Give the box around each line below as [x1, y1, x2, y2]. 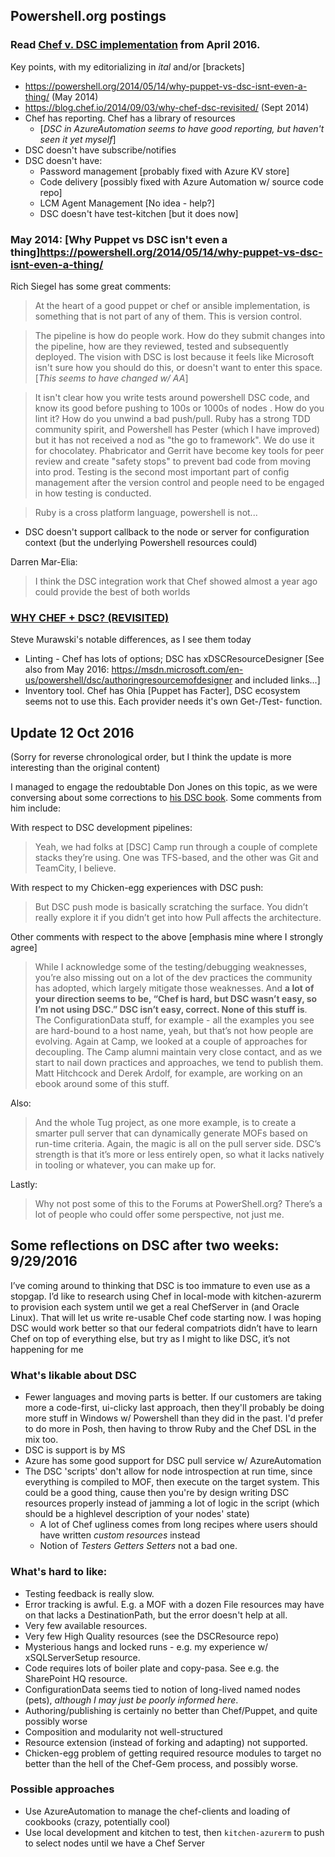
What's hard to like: [10, 1565, 108, 1579]
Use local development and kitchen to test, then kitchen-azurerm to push [24, 1826, 325, 1838]
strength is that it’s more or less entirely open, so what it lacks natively [34, 1149, 325, 1161]
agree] [10, 942, 38, 954]
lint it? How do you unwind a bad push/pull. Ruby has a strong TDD [34, 412, 311, 424]
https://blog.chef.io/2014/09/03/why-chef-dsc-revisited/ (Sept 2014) [24, 101, 310, 113]
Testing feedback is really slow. [24, 1587, 155, 1599]
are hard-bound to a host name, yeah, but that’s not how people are [34, 1025, 314, 1037]
